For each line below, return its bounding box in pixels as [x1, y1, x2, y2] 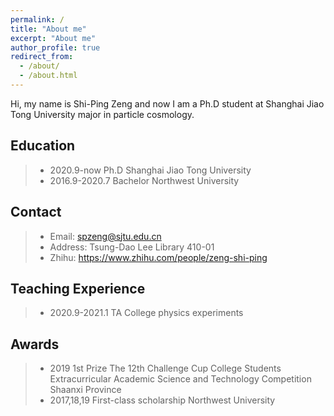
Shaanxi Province [49, 384, 122, 396]
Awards [10, 336, 60, 353]
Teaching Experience [10, 280, 146, 297]
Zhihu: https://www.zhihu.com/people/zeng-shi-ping [49, 251, 268, 263]
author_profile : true [10, 42, 101, 53]
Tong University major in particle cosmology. [10, 108, 195, 120]
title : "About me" [10, 24, 87, 34]
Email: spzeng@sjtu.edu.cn [49, 230, 162, 242]
